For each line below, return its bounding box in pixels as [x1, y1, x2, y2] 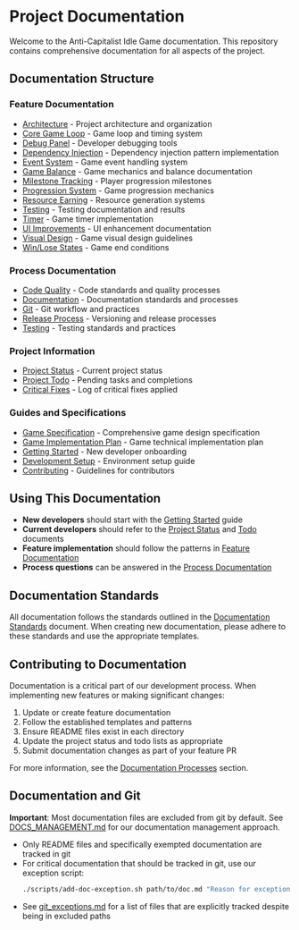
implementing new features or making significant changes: [9, 689, 225, 700]
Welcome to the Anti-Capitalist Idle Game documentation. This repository [9, 36, 278, 46]
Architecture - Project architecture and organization [21, 118, 212, 129]
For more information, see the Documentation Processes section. [9, 762, 249, 773]
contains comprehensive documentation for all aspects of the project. [9, 45, 266, 55]
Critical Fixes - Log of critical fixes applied [21, 385, 179, 395]
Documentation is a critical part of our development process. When [9, 680, 257, 690]
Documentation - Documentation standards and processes [21, 293, 238, 305]
